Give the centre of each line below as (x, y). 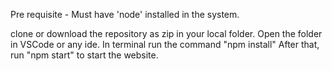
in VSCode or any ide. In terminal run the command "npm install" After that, (165, 44)
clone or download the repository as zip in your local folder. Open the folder (166, 33)
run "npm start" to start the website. (84, 55)
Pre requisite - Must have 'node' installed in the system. (125, 14)
